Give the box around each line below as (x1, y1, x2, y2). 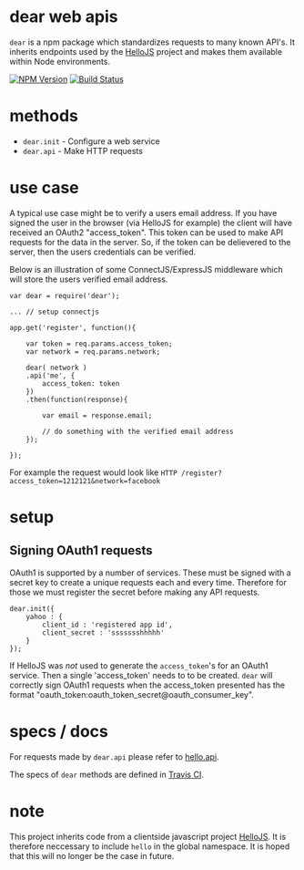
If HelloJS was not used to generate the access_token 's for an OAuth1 (9, 659, 269, 671)
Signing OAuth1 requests (9, 543, 153, 558)
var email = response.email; (42, 410, 153, 420)
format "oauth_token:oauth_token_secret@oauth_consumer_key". (9, 689, 255, 699)
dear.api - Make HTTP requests (22, 145, 144, 156)
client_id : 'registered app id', (42, 620, 173, 629)
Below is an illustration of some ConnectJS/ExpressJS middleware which (9, 264, 284, 274)
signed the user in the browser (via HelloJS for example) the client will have (9, 217, 293, 228)
